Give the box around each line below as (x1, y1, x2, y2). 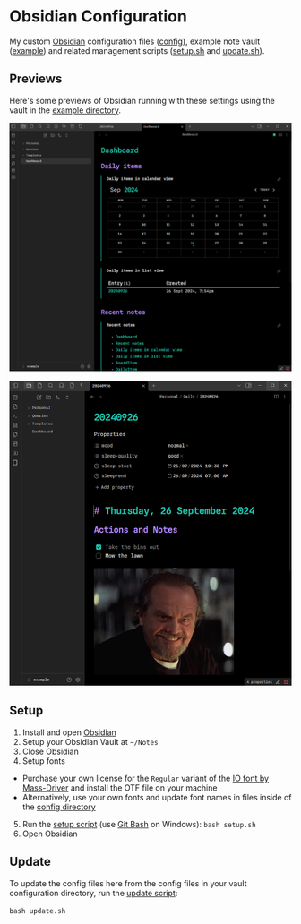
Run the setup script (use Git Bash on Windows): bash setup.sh (21, 818, 257, 829)
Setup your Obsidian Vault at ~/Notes (21, 736, 159, 747)
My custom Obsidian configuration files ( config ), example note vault (9, 36, 261, 47)
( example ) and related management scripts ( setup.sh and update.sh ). (9, 45, 265, 56)
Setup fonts (21, 755, 65, 766)
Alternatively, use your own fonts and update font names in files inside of (21, 791, 293, 802)
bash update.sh (9, 906, 66, 915)
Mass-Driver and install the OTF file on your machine (21, 782, 218, 793)
